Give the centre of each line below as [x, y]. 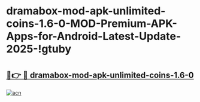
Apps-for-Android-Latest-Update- [94, 36]
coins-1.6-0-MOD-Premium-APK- [92, 24]
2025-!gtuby [39, 49]
